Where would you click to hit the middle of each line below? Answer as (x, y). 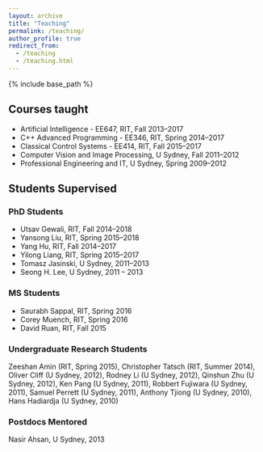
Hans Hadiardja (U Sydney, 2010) (63, 400)
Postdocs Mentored (48, 421)
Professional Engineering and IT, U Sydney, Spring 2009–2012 (123, 163)
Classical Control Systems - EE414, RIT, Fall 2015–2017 (111, 146)
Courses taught (48, 110)
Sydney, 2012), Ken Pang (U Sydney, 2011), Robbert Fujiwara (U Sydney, (128, 383)
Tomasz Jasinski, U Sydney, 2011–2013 (85, 264)
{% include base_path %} (51, 84)
